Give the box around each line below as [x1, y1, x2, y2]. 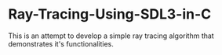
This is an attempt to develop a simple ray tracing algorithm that [8, 31, 214, 40]
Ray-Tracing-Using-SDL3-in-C [8, 5, 212, 23]
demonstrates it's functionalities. [8, 39, 114, 48]
